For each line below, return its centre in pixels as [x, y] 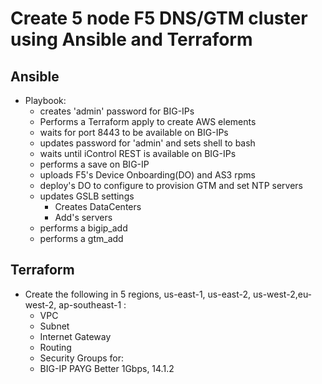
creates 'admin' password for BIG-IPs [117, 111]
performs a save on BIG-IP [94, 164]
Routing [55, 347]
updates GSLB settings [87, 196]
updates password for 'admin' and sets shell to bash [147, 143]
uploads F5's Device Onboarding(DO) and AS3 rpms [147, 175]
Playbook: [45, 100]
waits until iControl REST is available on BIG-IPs [138, 153]
